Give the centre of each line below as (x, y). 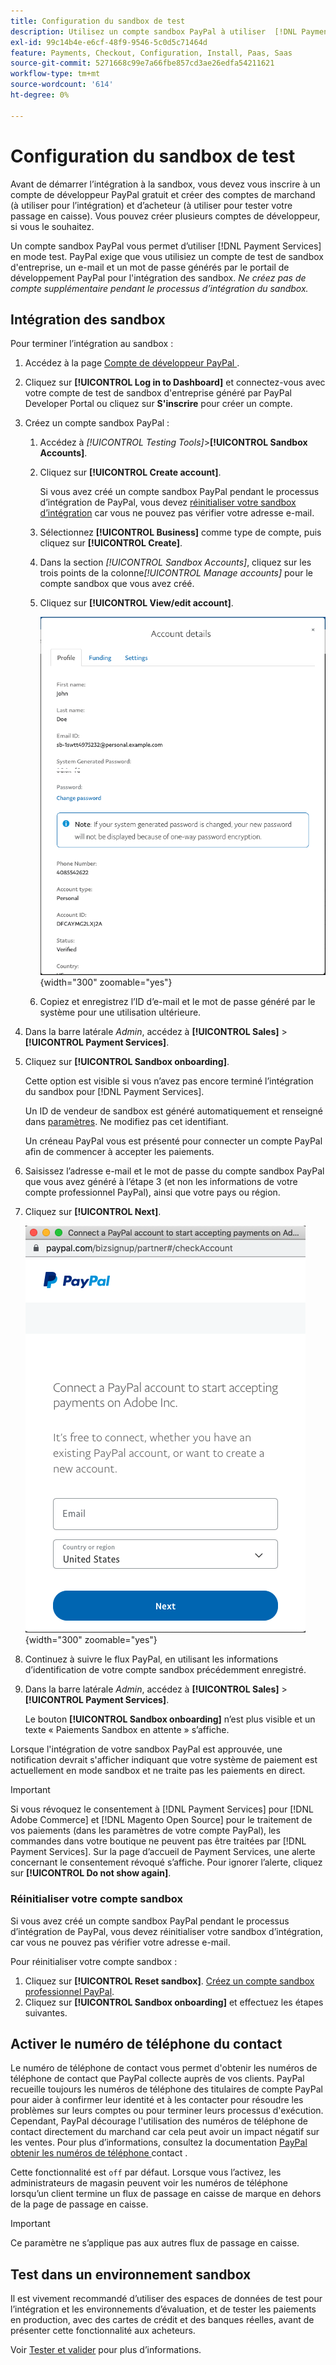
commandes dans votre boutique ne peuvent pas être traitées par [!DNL (158, 1841)
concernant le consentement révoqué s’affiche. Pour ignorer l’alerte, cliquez (166, 1862)
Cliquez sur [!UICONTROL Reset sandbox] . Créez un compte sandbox (169, 1981)
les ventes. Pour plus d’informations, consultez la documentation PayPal (159, 2142)
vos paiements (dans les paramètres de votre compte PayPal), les (145, 1831)
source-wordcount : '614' (62, 85)
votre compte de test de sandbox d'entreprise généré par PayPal (158, 393)
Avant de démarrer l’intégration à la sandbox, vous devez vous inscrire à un (165, 184)
